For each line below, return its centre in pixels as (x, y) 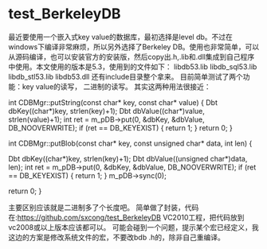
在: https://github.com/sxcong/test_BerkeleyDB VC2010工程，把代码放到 (126, 217)
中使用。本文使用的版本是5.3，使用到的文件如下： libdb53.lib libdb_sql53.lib (133, 66)
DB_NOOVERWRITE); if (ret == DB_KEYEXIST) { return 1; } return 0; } (121, 127)
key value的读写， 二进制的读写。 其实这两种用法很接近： (116, 86)
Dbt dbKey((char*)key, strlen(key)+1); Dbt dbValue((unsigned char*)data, (128, 158)
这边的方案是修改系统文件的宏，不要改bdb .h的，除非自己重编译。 (116, 237)
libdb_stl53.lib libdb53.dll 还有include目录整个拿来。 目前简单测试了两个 (126, 76)
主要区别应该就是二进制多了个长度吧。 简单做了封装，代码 (104, 207)
